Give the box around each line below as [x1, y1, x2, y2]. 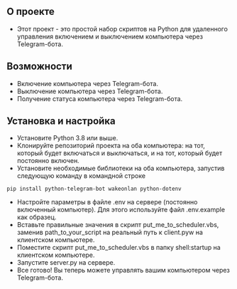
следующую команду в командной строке [16, 172, 146, 180]
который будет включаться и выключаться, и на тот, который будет [16, 149, 223, 157]
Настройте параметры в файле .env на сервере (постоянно [16, 198, 198, 206]
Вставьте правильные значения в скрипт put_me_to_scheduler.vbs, [16, 221, 219, 229]
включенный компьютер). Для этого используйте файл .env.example [16, 206, 225, 214]
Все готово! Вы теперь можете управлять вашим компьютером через [16, 266, 230, 275]
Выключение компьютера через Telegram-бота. [16, 87, 163, 95]
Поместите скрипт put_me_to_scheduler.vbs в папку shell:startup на [16, 243, 221, 252]
